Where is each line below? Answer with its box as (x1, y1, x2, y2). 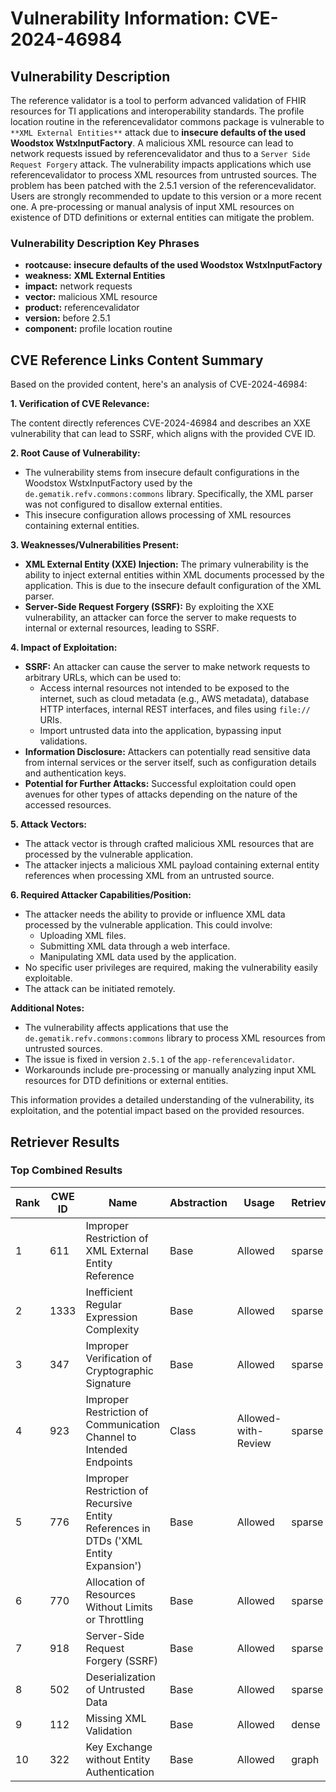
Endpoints (85, 1455, 133, 1469)
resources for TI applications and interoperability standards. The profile (10, 105, 305, 117)
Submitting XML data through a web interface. (39, 940, 231, 952)
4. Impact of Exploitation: (10, 642, 118, 654)
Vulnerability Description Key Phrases (10, 236, 200, 250)
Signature (85, 1376, 132, 1390)
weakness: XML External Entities (24, 270, 166, 282)
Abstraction (169, 1195, 228, 1209)
